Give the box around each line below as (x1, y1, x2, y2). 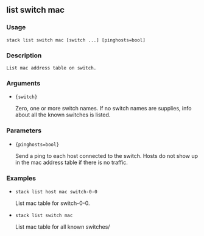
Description (6, 51, 42, 60)
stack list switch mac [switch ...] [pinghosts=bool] (6, 37, 146, 43)
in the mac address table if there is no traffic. (15, 159, 128, 166)
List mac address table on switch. (6, 65, 97, 71)
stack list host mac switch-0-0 (15, 188, 97, 195)
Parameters (6, 126, 41, 135)
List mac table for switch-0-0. (15, 199, 90, 207)
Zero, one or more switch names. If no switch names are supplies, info (15, 105, 192, 112)
